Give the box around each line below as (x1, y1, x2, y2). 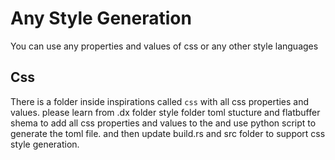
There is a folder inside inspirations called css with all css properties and (10, 95, 310, 107)
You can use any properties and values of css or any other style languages (10, 40, 319, 52)
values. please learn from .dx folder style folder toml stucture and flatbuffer (10, 106, 321, 118)
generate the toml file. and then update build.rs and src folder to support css (10, 127, 326, 139)
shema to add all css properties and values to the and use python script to (10, 117, 317, 129)
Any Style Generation (10, 7, 192, 30)
